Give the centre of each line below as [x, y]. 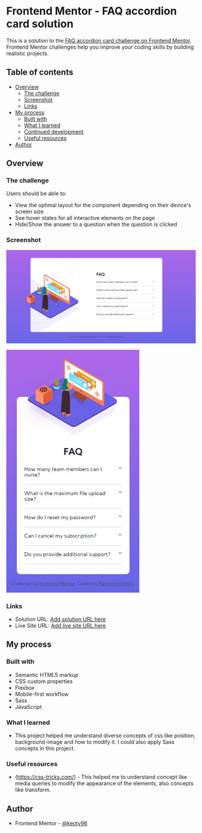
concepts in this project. [45, 749]
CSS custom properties [44, 681]
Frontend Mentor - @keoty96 [51, 823]
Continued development [54, 131]
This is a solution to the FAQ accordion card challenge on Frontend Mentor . [99, 40]
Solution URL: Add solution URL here [60, 619]
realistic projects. [28, 53]
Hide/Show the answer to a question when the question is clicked [96, 225]
